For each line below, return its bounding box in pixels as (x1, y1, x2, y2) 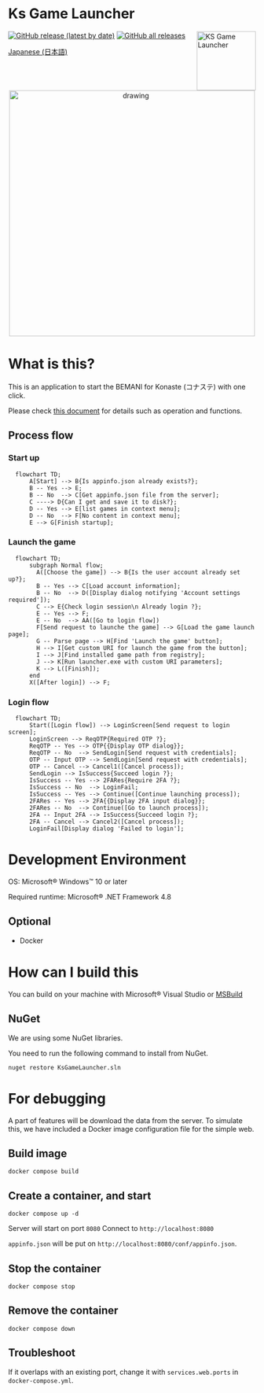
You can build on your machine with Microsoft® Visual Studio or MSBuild (8, 989, 244, 999)
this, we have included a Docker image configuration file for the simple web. (8, 1124, 255, 1133)
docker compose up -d (8, 1210, 79, 1218)
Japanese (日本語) (8, 46, 68, 56)
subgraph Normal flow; (28, 561, 104, 569)
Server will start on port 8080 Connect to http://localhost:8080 (8, 1224, 214, 1233)
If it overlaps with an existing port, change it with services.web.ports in (8, 1367, 239, 1376)
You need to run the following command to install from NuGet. (8, 1048, 208, 1058)
